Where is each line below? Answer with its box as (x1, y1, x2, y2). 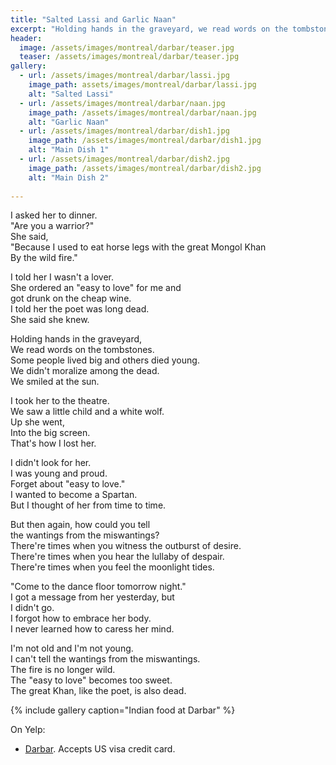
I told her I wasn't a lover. (10, 271, 114, 283)
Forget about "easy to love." (10, 478, 126, 490)
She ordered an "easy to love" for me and (10, 282, 182, 294)
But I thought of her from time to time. (10, 499, 167, 511)
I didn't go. (10, 602, 55, 614)
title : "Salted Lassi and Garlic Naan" (10, 14, 177, 25)
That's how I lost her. (10, 437, 97, 450)
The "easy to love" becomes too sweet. (10, 674, 173, 686)
